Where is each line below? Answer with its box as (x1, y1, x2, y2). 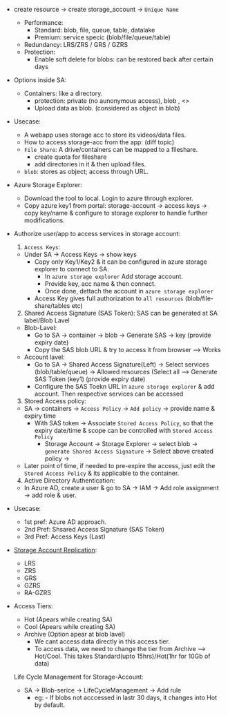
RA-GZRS (23, 589, 52, 597)
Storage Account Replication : (13, 546, 97, 554)
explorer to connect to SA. (34, 265, 109, 273)
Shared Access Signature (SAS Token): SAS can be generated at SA (23, 309, 218, 317)
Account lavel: (23, 353, 65, 361)
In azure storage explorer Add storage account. (44, 272, 183, 280)
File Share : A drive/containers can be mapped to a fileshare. (23, 146, 198, 153)
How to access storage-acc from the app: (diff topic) (23, 138, 175, 146)
